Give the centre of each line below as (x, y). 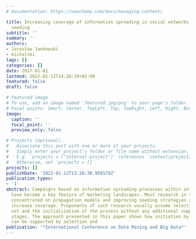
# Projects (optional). (35, 140)
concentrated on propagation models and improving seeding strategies (99, 200)
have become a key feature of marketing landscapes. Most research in (99, 195)
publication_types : (30, 178)
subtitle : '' (22, 33)
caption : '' (26, 119)
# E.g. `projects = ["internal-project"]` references (75, 157)
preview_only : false (36, 130)
